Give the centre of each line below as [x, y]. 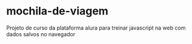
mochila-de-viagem [58, 11]
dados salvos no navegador [41, 34]
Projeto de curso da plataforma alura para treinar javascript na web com [96, 28]
